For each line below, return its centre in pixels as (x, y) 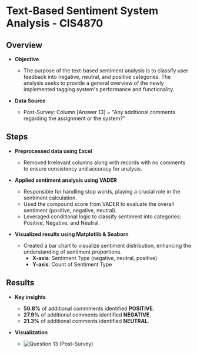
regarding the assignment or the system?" (74, 118)
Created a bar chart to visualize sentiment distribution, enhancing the (107, 245)
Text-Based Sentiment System (82, 11)
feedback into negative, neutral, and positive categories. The (97, 77)
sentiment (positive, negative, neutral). (70, 210)
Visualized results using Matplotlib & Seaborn (72, 234)
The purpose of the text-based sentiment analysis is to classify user (106, 71)
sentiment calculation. (50, 198)
